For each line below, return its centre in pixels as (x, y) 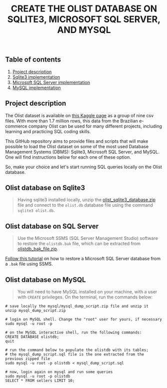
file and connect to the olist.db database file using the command (85, 205)
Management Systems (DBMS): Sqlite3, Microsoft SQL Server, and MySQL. (82, 152)
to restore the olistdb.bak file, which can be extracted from (79, 244)
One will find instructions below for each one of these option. (68, 157)
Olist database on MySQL (45, 280)
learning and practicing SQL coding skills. (48, 131)
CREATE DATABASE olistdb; (32, 337)
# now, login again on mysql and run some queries (59, 372)
